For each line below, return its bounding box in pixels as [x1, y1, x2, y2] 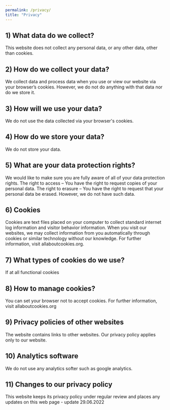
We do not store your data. [5, 146, 62, 152]
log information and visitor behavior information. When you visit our [5, 224, 147, 231]
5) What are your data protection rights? [5, 161, 136, 170]
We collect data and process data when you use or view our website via [5, 79, 156, 85]
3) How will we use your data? [5, 104, 102, 113]
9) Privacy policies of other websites [5, 318, 124, 327]
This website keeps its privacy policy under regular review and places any [5, 394, 160, 400]
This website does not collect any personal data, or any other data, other [5, 44, 158, 51]
